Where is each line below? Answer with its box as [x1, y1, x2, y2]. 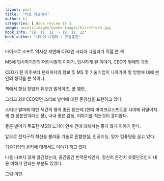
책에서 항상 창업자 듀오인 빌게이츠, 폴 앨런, [5, 86, 86, 91]
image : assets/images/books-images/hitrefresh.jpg [5, 25, 111, 30]
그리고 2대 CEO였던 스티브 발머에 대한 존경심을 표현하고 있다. [5, 96, 123, 102]
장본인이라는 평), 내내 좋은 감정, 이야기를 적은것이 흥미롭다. [15, 113, 129, 118]
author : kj [5, 16, 27, 21]
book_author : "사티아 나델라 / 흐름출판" [5, 35, 81, 40]
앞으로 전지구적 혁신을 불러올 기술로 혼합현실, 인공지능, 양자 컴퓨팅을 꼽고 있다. [5, 133, 156, 139]
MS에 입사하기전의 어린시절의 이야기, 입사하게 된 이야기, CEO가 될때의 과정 [5, 59, 149, 65]
